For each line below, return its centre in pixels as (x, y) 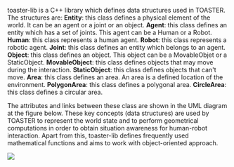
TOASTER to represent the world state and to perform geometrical (103, 121)
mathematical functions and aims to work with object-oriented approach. (113, 143)
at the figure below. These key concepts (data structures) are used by (108, 113)
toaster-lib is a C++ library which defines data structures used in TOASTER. (117, 10)
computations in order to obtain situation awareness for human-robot (108, 128)
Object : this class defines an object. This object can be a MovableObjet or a (117, 55)
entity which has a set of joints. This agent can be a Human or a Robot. (110, 32)
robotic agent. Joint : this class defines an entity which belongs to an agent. (117, 47)
